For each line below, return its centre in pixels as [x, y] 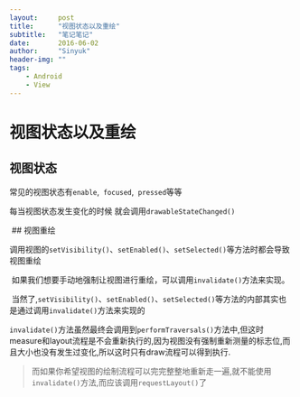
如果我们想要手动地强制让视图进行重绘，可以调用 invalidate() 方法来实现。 [150, 280]
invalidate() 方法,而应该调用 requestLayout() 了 [119, 382]
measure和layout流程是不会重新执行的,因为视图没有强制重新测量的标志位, [146, 340]
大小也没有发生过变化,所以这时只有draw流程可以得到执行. [124, 352]
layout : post [42, 18]
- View [38, 85]
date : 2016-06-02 [54, 43]
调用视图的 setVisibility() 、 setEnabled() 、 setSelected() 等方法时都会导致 [150, 249]
